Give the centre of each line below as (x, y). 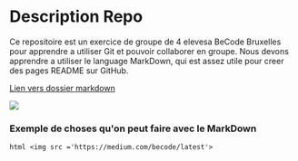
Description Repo (76, 17)
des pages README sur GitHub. (69, 71)
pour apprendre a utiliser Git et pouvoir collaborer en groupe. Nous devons (149, 51)
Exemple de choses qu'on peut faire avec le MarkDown (133, 128)
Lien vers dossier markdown (62, 88)
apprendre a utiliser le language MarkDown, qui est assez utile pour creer (147, 61)
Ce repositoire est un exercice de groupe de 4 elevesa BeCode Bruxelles (145, 42)
